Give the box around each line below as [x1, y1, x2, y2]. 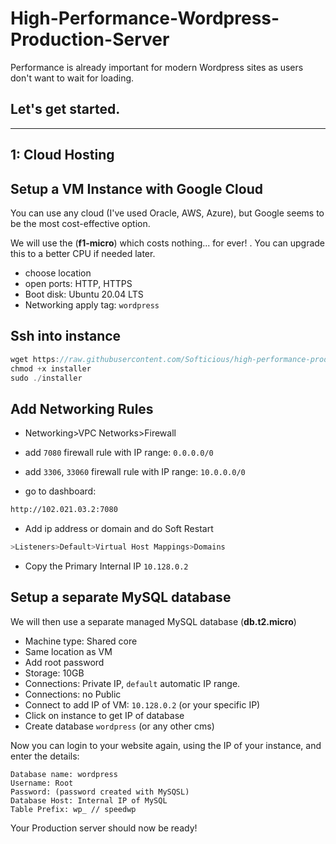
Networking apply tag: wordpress [24, 298, 160, 311]
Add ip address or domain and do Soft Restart [24, 523, 214, 535]
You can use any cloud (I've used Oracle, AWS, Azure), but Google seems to [10, 207, 325, 219]
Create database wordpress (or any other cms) [24, 720, 215, 732]
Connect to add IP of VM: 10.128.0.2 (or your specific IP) [24, 698, 261, 711]
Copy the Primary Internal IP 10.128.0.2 [24, 560, 189, 572]
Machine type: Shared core [24, 635, 138, 647]
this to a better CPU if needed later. [10, 247, 156, 259]
